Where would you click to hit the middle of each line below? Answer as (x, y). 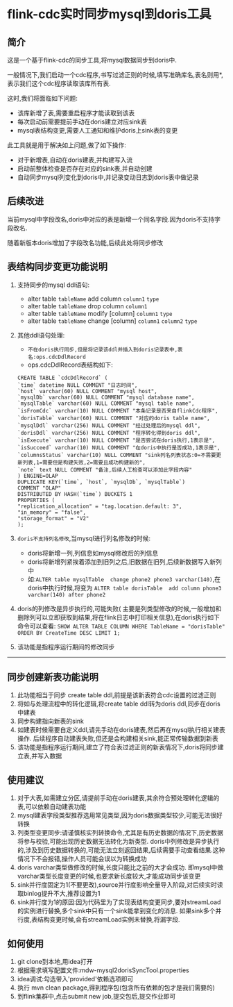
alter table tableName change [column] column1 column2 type (112, 321)
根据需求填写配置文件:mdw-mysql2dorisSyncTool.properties (103, 970)
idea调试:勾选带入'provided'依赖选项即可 (75, 979)
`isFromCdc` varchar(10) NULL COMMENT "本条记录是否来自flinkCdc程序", (118, 410)
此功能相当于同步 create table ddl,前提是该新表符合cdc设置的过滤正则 (116, 695)
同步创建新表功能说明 (53, 677)
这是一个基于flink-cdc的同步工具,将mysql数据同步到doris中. (92, 60)
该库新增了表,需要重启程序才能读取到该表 (76, 113)
